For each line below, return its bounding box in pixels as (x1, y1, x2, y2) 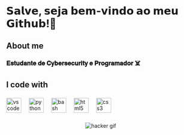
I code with (6, 79, 49, 90)
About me (6, 41, 44, 51)
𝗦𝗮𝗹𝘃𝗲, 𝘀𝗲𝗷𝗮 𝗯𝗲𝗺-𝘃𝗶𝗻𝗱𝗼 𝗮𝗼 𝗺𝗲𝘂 (6, 4, 179, 18)
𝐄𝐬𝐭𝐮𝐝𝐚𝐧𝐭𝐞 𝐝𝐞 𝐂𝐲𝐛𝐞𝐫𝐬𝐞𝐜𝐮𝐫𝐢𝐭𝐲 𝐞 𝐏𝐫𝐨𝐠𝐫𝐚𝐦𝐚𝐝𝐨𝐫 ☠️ (6, 59, 141, 67)
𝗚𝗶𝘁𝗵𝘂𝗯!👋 (6, 17, 57, 30)
